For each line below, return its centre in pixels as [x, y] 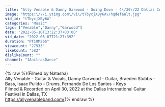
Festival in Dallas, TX [26, 94]
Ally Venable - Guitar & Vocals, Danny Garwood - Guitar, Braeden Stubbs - [80, 79]
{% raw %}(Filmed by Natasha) [37, 73]
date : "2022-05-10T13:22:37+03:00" [41, 32]
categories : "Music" [26, 23]
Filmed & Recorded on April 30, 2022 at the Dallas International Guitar [76, 89]
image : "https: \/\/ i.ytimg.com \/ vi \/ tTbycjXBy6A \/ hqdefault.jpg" [73, 14]
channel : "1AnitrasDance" [31, 60]
